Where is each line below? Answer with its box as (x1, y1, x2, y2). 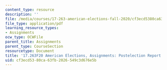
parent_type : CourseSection (5, 44, 64, 49)
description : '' (5, 12, 39, 17)
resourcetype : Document (5, 48, 55, 53)
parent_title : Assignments (5, 39, 61, 44)
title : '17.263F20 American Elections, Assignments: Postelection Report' (5, 53, 164, 58)
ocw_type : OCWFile (5, 35, 43, 40)
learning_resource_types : (5, 26, 59, 31)
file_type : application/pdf (5, 21, 64, 26)
